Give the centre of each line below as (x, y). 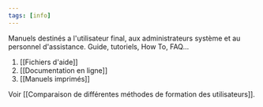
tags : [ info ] (30, 15)
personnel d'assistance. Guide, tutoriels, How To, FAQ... (99, 46)
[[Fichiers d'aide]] (49, 62)
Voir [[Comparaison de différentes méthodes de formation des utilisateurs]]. (131, 94)
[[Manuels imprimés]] (54, 78)
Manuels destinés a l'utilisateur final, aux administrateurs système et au (124, 38)
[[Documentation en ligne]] (64, 70)
